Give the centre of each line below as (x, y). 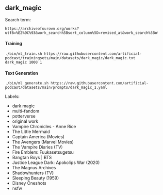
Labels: (12, 97)
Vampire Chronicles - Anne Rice (44, 127)
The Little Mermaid (31, 132)
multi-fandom (26, 111)
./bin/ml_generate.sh (27, 83)
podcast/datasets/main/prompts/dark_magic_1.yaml (56, 88)
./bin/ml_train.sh (24, 54)
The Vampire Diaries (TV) (37, 147)
